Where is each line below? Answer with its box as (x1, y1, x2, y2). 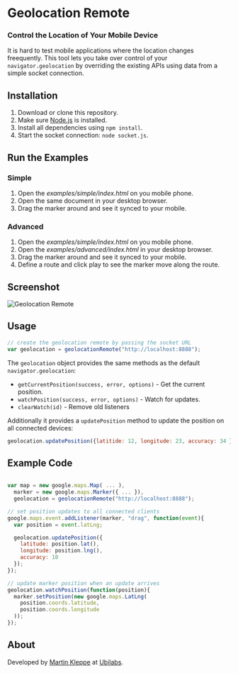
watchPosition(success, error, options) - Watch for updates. (17, 395, 200, 404)
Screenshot (7, 281, 60, 293)
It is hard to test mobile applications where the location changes (7, 46, 194, 55)
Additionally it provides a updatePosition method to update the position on (7, 416, 225, 425)
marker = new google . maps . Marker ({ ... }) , (13, 489, 144, 496)
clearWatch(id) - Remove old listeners (17, 402, 130, 411)
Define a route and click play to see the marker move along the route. (17, 260, 220, 269)
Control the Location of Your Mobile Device (7, 30, 159, 40)
